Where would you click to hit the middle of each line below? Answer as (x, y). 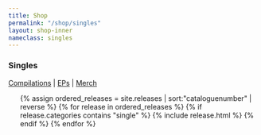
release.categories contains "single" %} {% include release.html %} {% (137, 115)
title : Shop (28, 15)
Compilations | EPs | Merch (53, 83)
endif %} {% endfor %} (58, 123)
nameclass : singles (41, 38)
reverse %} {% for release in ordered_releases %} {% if (111, 106)
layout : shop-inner (41, 30)
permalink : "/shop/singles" (55, 23)
